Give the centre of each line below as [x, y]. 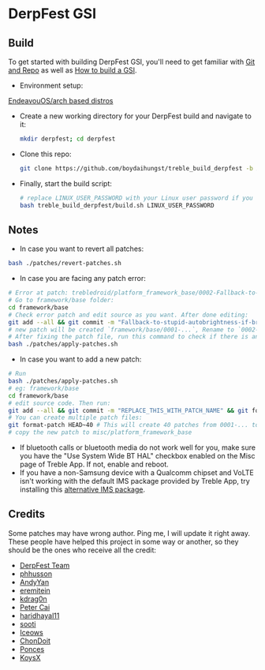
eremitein [35, 590]
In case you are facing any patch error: [82, 279]
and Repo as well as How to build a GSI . [73, 70]
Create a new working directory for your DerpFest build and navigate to [136, 116]
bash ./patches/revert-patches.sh [65, 264]
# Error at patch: [38, 293]
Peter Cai [35, 607]
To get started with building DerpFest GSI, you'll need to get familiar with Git [132, 62]
